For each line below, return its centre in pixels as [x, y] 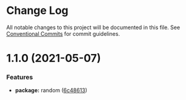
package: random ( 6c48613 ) [51, 90]
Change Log [37, 11]
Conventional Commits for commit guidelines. [63, 33]
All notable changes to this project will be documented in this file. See [93, 27]
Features [20, 78]
